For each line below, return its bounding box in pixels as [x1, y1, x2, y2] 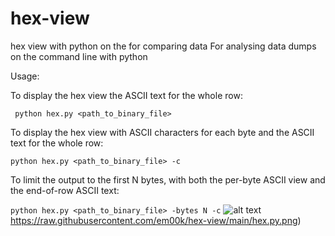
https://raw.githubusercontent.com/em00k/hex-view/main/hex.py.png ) [10, 214, 302, 226]
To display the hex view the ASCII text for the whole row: [10, 89, 243, 101]
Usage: [10, 70, 40, 82]
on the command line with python [10, 50, 148, 62]
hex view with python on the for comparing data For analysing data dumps [10, 40, 317, 52]
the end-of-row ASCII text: [10, 184, 120, 196]
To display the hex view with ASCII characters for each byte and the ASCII [10, 126, 315, 138]
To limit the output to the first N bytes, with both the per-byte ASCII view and [10, 173, 326, 186]
